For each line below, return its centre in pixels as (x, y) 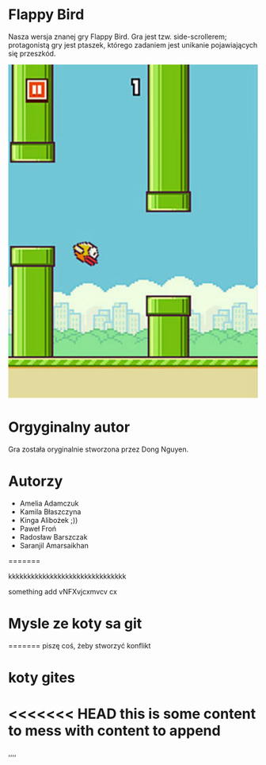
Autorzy (36, 481)
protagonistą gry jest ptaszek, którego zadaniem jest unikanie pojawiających (133, 44)
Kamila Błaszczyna (50, 511)
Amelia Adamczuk (49, 503)
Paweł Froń (38, 529)
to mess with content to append (114, 731)
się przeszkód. (32, 53)
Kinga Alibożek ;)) (49, 520)
